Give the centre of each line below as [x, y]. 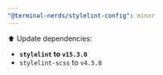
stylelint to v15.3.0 [53, 53]
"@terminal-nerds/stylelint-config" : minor [81, 16]
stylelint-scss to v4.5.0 [60, 62]
